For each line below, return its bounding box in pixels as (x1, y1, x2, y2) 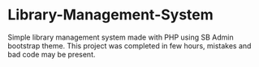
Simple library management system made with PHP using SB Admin (7, 32, 234, 42)
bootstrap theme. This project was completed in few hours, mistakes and (7, 40, 252, 50)
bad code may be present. (7, 49, 96, 59)
